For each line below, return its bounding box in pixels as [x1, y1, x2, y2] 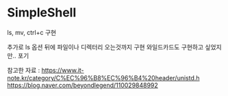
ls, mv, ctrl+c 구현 [7, 28, 57, 36]
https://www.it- [41, 66, 84, 74]
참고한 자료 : [7, 66, 40, 74]
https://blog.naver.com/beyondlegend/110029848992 [7, 81, 159, 89]
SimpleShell [7, 5, 77, 21]
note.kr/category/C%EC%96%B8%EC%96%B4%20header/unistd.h [7, 73, 200, 82]
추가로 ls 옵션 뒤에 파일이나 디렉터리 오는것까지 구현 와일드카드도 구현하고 [7, 43, 204, 51]
